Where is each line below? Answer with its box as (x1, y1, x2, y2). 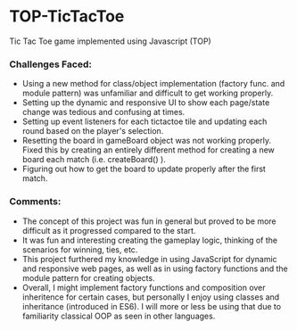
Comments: (9, 195, 62, 208)
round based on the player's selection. (21, 126, 164, 136)
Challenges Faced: (9, 58, 92, 70)
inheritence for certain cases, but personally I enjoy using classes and (21, 292, 280, 302)
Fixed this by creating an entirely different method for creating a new (21, 144, 275, 155)
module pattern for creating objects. (21, 272, 155, 283)
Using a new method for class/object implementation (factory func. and (21, 78, 285, 89)
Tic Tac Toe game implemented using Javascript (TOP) (9, 36, 211, 46)
